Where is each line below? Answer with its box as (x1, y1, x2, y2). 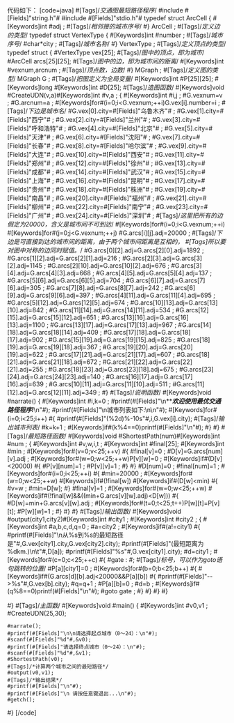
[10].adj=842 (7, 306, 44, 314)
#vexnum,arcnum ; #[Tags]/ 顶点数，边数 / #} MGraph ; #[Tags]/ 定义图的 (7, 66, 212, 74)
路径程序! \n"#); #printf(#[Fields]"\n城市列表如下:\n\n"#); (7, 406, 167, 413)
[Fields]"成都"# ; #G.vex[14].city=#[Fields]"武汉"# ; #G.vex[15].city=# (7, 168, 206, 176)
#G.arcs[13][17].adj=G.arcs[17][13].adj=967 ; (49, 321, 177, 329)
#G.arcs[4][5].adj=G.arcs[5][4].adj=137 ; (96, 269, 212, 277)
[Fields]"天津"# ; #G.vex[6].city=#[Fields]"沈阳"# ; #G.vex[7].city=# (7, 133, 201, 141)
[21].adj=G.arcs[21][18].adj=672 (7, 358, 98, 366)
